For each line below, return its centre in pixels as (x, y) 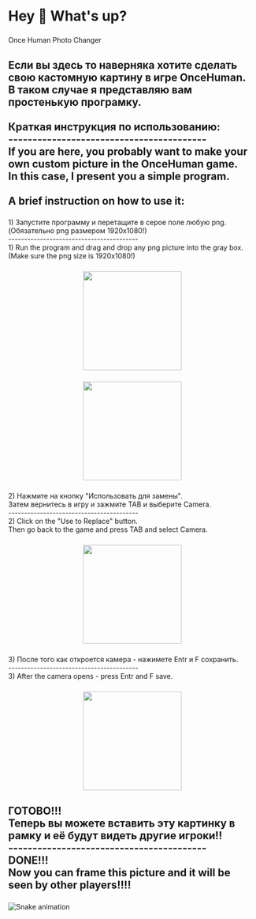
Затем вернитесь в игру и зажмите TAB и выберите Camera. (109, 504)
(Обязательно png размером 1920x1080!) (78, 231)
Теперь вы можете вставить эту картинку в (122, 824)
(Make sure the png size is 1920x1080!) (72, 256)
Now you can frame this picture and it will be (119, 873)
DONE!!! (28, 861)
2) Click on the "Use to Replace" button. (73, 522)
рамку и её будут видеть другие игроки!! (115, 836)
